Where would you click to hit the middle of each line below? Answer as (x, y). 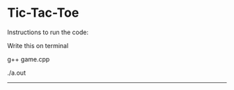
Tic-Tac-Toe (43, 13)
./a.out (17, 73)
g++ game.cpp (29, 59)
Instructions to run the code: (48, 32)
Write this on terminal (38, 45)
